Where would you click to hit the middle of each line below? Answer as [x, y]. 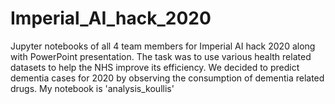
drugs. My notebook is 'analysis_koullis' [92, 88]
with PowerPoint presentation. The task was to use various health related [161, 56]
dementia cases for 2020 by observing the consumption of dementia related [167, 78]
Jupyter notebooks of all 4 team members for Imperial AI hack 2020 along [163, 46]
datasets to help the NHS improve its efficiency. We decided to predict [155, 67]
